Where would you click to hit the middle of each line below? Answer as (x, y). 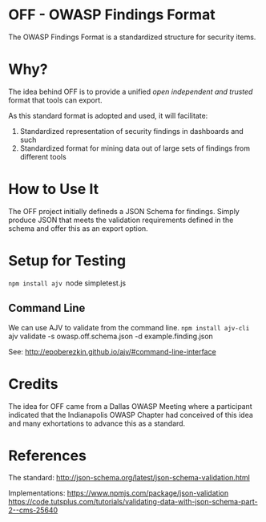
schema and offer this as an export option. (78, 228)
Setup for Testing (67, 261)
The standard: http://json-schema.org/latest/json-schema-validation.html (129, 478)
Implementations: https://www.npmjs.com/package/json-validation (119, 493)
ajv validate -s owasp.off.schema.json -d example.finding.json (111, 336)
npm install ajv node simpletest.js (67, 283)
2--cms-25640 (33, 510)
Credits (33, 384)
